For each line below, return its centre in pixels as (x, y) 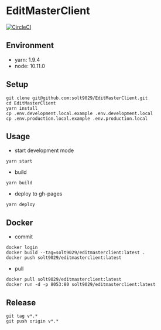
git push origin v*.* (32, 321)
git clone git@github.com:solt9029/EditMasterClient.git (77, 98)
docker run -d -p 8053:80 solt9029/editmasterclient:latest (81, 285)
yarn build (19, 183)
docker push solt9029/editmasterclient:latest (64, 258)
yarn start (19, 161)
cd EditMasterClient (31, 103)
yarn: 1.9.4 (27, 59)
